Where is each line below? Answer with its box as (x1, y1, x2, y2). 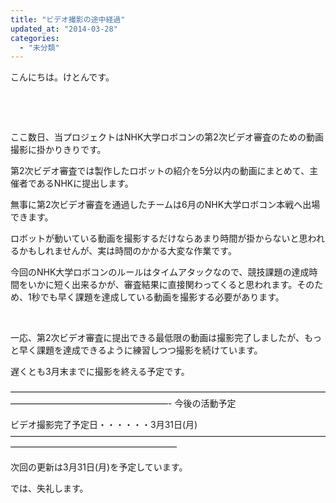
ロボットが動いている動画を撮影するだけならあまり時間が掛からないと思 (10, 232, 308, 245)
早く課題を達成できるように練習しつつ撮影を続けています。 (18, 344, 263, 356)
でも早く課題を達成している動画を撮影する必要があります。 (39, 291, 285, 303)
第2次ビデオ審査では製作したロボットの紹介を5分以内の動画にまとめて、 (10, 165, 310, 177)
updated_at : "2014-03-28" (10, 24, 118, 34)
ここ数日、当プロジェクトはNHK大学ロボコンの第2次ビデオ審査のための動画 (10, 131, 324, 143)
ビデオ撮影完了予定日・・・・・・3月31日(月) (10, 419, 198, 431)
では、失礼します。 (10, 482, 89, 495)
